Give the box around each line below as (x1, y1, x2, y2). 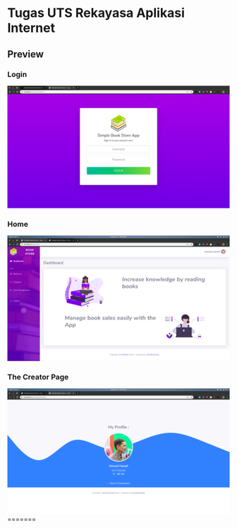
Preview (7, 48, 44, 60)
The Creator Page (7, 372, 69, 382)
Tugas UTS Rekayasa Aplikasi (7, 5, 185, 21)
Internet (7, 20, 55, 36)
